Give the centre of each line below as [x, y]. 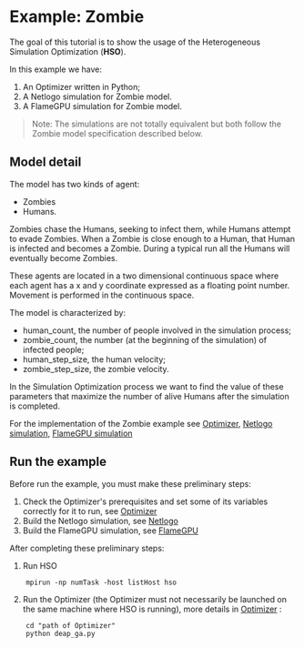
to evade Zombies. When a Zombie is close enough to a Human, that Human [152, 238]
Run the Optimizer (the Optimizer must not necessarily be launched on [154, 599]
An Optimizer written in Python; [81, 86]
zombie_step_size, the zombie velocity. [96, 369]
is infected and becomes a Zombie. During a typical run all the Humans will [150, 248]
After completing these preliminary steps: [87, 548]
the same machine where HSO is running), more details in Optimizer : [152, 609]
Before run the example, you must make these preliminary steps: [131, 483]
